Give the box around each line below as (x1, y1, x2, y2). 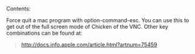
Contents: (6, 5, 31, 12)
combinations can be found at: (6, 29, 83, 37)
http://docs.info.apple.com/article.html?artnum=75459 (21, 41, 157, 48)
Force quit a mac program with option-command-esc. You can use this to (6, 17, 190, 23)
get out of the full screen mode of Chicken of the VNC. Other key (6, 23, 168, 30)
